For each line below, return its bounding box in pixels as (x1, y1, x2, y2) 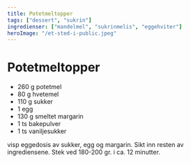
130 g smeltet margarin (17, 112, 84, 121)
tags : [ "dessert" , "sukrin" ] (7, 17, 92, 24)
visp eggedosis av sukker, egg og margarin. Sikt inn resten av (7, 141, 184, 149)
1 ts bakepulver (17, 120, 61, 128)
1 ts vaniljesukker (17, 127, 67, 136)
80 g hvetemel (17, 90, 59, 98)
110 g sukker (17, 98, 54, 106)
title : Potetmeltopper (7, 10, 73, 17)
